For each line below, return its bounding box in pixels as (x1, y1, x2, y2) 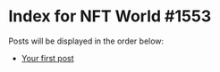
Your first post (21, 52, 74, 63)
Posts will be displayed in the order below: (8, 36, 165, 46)
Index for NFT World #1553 (8, 6, 212, 27)
